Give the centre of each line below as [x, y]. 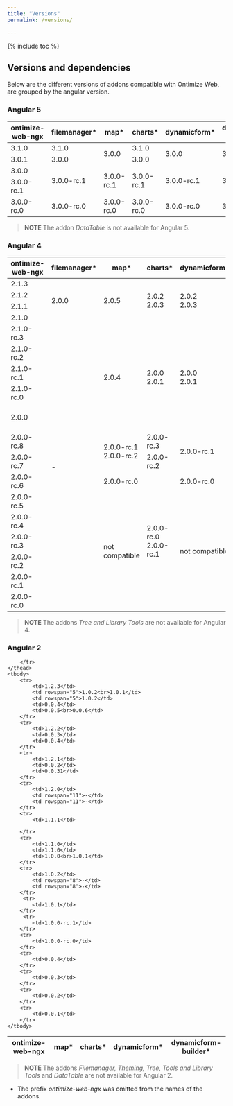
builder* [196, 1051]
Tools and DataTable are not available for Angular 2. [98, 1075]
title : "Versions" [34, 14]
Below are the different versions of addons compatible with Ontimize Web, [113, 85]
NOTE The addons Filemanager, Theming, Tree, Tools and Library [118, 1068]
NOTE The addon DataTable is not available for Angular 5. [107, 227]
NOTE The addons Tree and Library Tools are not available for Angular [125, 622]
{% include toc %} [34, 46]
